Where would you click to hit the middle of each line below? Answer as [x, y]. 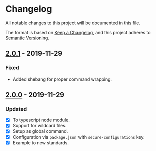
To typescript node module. [41, 120]
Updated [16, 109]
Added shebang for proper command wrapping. [62, 79]
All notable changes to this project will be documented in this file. [73, 23]
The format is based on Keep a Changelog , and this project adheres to [78, 32]
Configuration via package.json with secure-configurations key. [79, 137]
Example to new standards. [41, 143]
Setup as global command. [40, 131]
